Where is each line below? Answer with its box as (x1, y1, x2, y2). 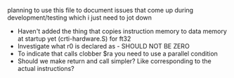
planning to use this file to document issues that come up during (7, 6, 194, 14)
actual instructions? (17, 65, 75, 72)
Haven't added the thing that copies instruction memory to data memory (17, 27, 227, 35)
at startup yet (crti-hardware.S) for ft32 (17, 34, 131, 43)
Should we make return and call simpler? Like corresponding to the (17, 57, 212, 65)
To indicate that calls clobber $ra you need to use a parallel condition (17, 49, 218, 58)
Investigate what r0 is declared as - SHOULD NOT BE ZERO (17, 42, 190, 50)
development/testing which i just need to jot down (7, 13, 152, 22)
